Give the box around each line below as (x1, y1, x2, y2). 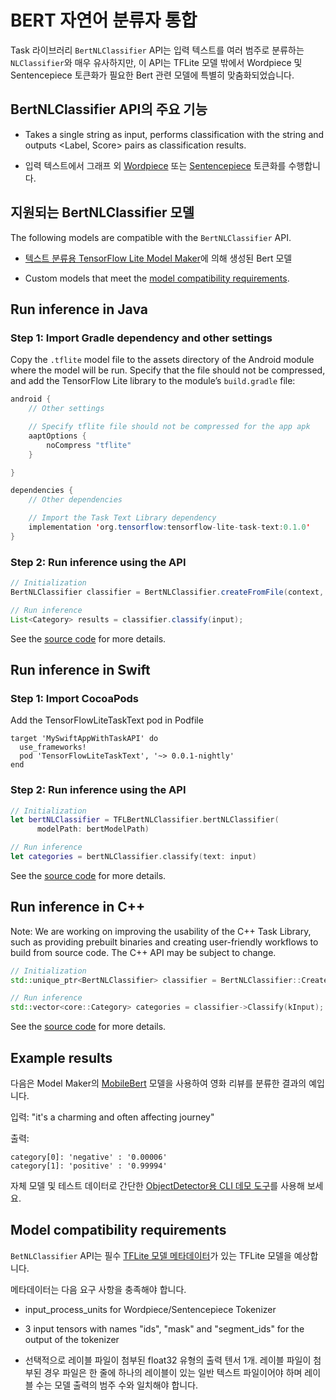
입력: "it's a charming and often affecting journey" (10, 1111, 215, 1123)
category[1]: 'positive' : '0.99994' (10, 1161, 168, 1171)
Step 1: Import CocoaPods (10, 691, 140, 705)
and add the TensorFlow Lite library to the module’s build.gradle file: (10, 375, 296, 387)
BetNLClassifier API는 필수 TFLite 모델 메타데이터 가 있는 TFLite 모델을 (10, 1249, 292, 1261)
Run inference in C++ (10, 899, 146, 916)
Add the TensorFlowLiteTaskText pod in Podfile (10, 714, 204, 726)
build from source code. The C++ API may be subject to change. (10, 946, 277, 958)
